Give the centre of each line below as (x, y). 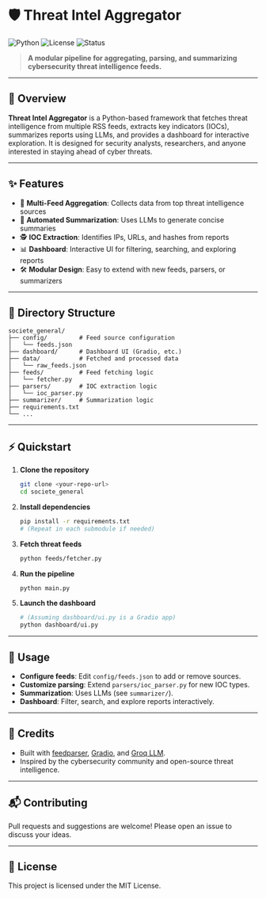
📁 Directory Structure (62, 312)
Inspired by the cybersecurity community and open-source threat (126, 761)
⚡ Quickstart (40, 447)
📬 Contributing (48, 803)
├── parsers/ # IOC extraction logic (83, 386)
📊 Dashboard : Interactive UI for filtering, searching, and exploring (127, 249)
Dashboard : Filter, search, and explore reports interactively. (117, 701)
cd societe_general (52, 492)
